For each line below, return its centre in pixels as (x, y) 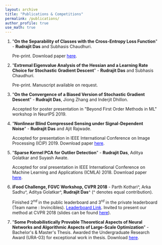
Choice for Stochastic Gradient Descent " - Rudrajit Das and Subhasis (83, 70)
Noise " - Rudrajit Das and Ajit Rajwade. (52, 129)
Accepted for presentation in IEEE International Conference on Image (81, 138)
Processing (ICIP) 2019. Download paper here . (58, 143)
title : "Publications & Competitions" (44, 14)
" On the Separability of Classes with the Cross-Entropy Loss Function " (85, 41)
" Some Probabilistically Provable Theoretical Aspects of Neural (77, 222)
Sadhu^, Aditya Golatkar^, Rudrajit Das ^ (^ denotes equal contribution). (82, 192)
